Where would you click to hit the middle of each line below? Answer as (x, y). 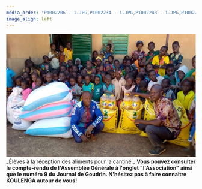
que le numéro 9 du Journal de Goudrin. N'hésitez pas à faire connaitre (96, 174)
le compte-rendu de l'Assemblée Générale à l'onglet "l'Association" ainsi (99, 167)
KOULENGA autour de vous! (42, 181)
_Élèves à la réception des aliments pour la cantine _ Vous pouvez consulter (101, 161)
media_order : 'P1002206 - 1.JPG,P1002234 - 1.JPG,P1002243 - (84, 13)
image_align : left (29, 19)
